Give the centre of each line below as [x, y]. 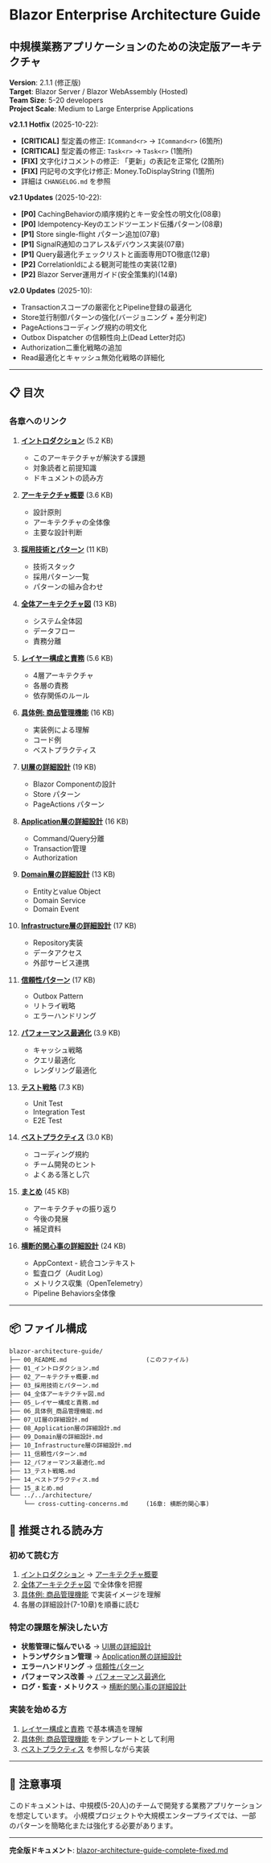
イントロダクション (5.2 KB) [67, 440]
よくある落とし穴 [61, 1174]
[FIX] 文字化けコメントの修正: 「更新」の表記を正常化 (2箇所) [122, 161]
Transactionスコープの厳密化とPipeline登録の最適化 [106, 307]
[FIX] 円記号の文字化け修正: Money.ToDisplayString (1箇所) [118, 171]
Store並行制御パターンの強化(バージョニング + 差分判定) [114, 317]
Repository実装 [58, 942]
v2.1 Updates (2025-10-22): [55, 197]
